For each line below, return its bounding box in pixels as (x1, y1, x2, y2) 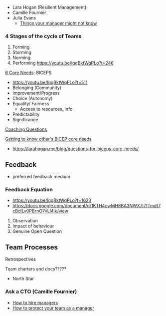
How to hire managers (12, 299, 58, 305)
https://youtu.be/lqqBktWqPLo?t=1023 (12, 197, 91, 203)
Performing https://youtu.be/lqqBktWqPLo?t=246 (12, 60, 114, 66)
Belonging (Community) (12, 85, 61, 91)
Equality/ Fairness (12, 101, 49, 107)
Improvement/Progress (12, 90, 60, 96)
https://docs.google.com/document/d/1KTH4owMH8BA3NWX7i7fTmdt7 (12, 203, 161, 209)
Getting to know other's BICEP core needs (5, 136, 92, 142)
